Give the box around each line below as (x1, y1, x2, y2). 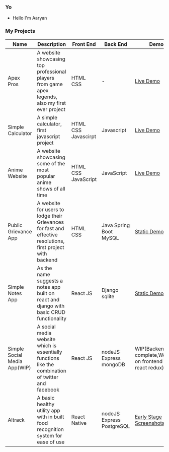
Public (8, 222, 23, 229)
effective (37, 231, 58, 238)
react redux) (135, 364, 164, 371)
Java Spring (101, 222, 130, 229)
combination (37, 367, 66, 374)
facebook (37, 386, 59, 393)
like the (37, 361, 54, 368)
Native (71, 419, 87, 426)
